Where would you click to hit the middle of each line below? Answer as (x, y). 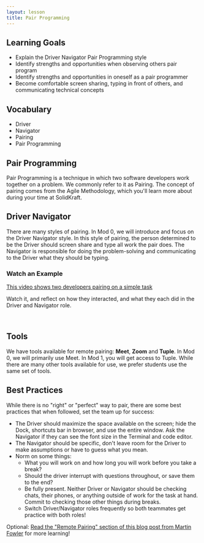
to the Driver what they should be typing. (58, 257)
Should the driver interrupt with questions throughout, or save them (109, 475)
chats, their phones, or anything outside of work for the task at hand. (111, 495)
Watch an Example (35, 273)
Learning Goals (36, 43)
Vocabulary (29, 109)
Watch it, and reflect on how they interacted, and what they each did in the (100, 299)
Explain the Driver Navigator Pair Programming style (81, 57)
